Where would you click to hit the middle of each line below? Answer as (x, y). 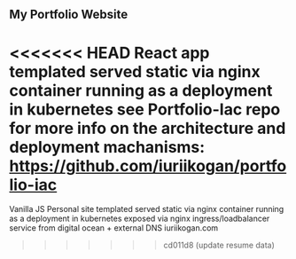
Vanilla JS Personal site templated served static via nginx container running (147, 209)
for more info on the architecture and (148, 128)
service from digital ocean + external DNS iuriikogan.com (114, 228)
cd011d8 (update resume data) (219, 245)
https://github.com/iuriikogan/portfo (148, 165)
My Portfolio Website (69, 15)
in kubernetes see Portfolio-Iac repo (145, 109)
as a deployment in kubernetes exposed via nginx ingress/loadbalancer (140, 219)
